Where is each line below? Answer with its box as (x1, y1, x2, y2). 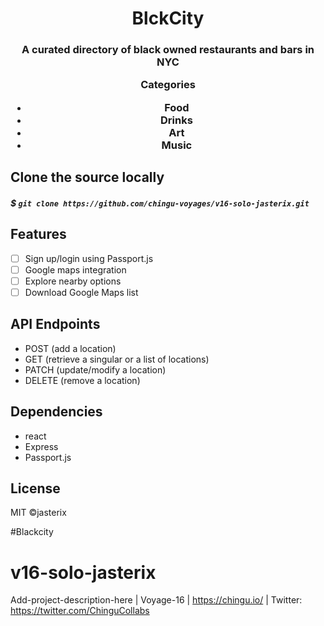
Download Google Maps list (24, 286, 139, 298)
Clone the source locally (10, 169, 165, 186)
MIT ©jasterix (10, 507, 67, 519)
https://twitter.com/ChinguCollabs (10, 605, 150, 617)
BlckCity (131, 7, 205, 30)
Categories (140, 78, 196, 92)
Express (24, 440, 59, 452)
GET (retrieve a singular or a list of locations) (24, 353, 210, 365)
